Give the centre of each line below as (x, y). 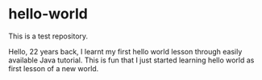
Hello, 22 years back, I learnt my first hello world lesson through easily (125, 51)
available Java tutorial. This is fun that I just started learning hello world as (131, 60)
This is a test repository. (48, 36)
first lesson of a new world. (54, 68)
